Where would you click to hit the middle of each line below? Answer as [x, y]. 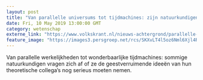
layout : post [23, 12]
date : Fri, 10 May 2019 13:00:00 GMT [54, 23]
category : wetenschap [34, 29]
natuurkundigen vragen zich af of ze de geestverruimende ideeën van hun [99, 64]
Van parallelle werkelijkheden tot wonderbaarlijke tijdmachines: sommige [97, 57]
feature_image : [25, 40]
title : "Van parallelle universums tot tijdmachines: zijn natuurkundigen [102, 18]
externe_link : [24, 35]
